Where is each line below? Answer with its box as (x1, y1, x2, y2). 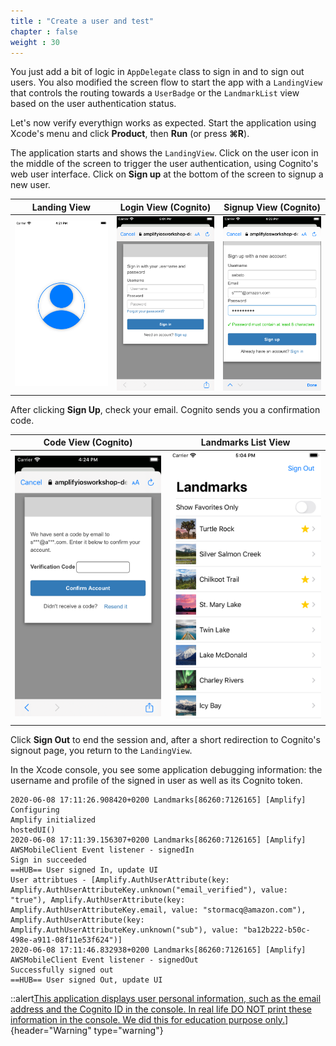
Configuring (10, 805, 60, 815)
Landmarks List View (200, 436, 291, 449)
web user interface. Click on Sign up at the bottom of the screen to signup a (10, 168, 324, 180)
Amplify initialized (10, 815, 97, 825)
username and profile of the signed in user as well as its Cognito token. (10, 774, 303, 786)
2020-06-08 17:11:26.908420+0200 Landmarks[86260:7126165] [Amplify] (10, 795, 307, 805)
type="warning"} (93, 1024, 164, 1036)
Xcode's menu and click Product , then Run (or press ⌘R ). (10, 128, 250, 140)
